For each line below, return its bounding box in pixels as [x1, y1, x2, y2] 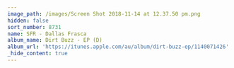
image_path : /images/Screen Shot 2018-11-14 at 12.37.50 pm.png [7, 10, 201, 18]
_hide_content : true [7, 50, 69, 57]
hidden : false [7, 17, 49, 24]
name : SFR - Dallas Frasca [7, 30, 87, 38]
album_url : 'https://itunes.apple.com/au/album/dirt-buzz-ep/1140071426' [7, 43, 230, 50]
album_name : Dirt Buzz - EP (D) [7, 37, 103, 44]
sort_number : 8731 [7, 23, 62, 30]
